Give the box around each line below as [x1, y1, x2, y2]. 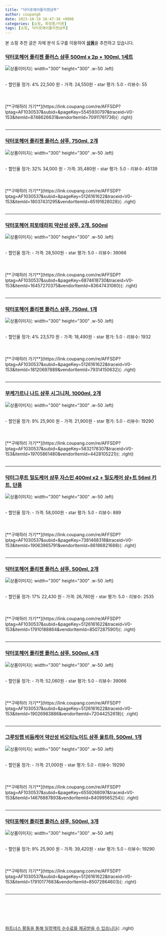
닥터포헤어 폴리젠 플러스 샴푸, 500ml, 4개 [5, 650, 99, 657]
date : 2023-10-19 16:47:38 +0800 [5, 16, 74, 21]
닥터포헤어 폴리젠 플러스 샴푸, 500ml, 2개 [5, 565, 99, 572]
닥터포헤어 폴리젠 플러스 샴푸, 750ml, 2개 [5, 137, 98, 144]
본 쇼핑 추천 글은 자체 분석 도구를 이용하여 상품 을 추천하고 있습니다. [5, 40, 134, 46]
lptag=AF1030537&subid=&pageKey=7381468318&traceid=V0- [5, 537, 133, 543]
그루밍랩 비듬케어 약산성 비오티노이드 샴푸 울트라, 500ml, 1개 [5, 734, 142, 741]
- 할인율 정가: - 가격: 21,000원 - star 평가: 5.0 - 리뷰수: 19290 [5, 762, 125, 768]
